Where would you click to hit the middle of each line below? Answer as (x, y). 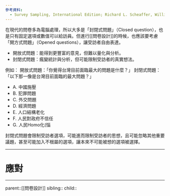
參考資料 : (14, 10)
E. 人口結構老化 (29, 112)
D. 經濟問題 (24, 106)
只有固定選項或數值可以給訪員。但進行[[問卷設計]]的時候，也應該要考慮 (84, 36)
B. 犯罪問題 (24, 93)
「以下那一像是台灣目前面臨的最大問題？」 (50, 76)
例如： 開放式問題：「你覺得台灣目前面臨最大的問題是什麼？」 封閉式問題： (83, 70)
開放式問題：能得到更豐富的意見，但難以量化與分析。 (68, 53)
